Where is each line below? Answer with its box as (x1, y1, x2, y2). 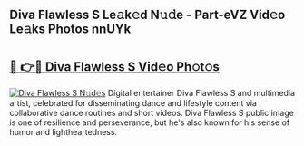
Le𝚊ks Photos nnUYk (9, 22, 132, 37)
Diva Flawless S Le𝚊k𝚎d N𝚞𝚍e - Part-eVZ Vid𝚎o (9, 7, 286, 23)
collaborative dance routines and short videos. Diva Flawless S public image (9, 108, 295, 118)
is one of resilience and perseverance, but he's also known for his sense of (9, 117, 290, 128)
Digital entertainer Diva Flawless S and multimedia (107, 88, 296, 98)
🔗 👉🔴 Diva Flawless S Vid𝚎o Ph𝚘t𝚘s (9, 59, 221, 74)
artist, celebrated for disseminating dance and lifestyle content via (9, 98, 257, 108)
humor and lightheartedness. (9, 127, 118, 137)
